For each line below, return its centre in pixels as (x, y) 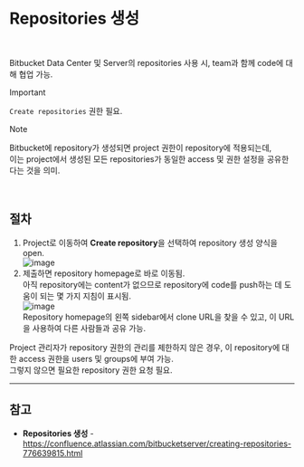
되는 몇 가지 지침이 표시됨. (85, 296)
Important (28, 92)
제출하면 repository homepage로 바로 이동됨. (104, 273)
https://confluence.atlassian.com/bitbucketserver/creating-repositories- (157, 443)
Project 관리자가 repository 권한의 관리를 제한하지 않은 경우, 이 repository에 (145, 347)
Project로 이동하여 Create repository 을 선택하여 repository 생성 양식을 (150, 243)
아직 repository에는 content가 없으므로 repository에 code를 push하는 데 (152, 284)
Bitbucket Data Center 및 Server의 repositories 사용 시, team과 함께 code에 (147, 62)
